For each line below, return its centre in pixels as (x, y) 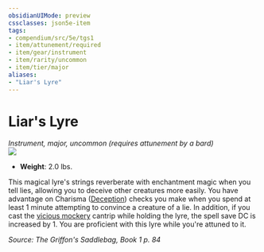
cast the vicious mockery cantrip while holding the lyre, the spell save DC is (132, 216)
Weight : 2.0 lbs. (46, 167)
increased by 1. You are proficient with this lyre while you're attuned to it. (127, 224)
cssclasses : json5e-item (49, 23)
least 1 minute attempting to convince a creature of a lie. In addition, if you (129, 207)
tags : (17, 30)
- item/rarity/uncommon (48, 60)
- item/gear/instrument (48, 52)
